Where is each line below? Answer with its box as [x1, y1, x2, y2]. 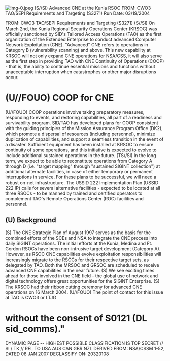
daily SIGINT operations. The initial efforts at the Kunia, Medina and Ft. [5, 240, 153, 246]
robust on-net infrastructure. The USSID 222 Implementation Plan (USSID [5, 179, 159, 186]
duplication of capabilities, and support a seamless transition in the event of [5, 136, 164, 142]
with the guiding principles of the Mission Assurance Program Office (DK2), [5, 125, 163, 131]
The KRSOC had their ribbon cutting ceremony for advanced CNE [5, 283, 142, 290]
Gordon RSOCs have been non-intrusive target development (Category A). [5, 245, 161, 252]
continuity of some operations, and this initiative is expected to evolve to [5, 147, 157, 153]
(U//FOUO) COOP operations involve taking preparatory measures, [5, 109, 145, 115]
